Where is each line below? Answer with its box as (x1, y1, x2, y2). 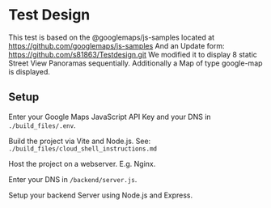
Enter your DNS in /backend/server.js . (8, 174, 138, 184)
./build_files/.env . (8, 120, 76, 130)
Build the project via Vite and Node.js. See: (8, 136, 151, 146)
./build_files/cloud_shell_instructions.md (8, 144, 158, 153)
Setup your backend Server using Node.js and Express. (8, 190, 193, 200)
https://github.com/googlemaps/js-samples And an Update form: (8, 40, 225, 50)
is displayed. (8, 66, 51, 76)
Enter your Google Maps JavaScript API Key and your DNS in (8, 112, 212, 121)
